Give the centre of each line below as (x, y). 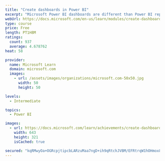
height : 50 (29, 87)
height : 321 (26, 137)
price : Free (17, 28)
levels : (13, 96)
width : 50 (28, 83)
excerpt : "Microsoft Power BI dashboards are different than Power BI (79, 14)
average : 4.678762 (28, 46)
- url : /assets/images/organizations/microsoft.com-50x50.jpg (79, 79)
